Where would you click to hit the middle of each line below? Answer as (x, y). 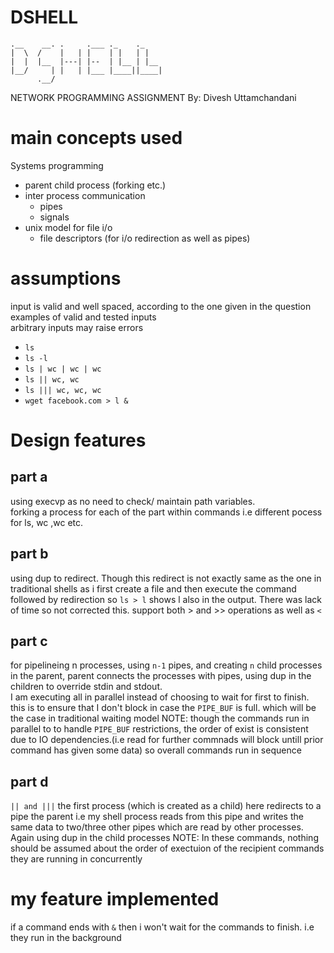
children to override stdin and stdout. (86, 687)
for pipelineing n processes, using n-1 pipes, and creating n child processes (166, 665)
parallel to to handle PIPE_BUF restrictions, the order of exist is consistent (159, 729)
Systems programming (57, 165)
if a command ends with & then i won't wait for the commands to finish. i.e (162, 927)
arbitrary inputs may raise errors (77, 327)
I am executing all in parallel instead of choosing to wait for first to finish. (160, 697)
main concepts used (96, 138)
